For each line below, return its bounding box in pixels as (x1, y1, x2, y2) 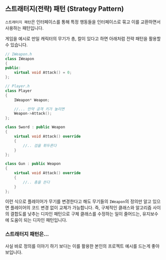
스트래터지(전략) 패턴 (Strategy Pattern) (5, 4, 124, 13)
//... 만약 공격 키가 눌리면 (14, 106, 65, 112)
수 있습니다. (5, 42, 28, 48)
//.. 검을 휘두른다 (23, 143, 57, 148)
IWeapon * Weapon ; (14, 97, 50, 103)
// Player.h (5, 84, 30, 89)
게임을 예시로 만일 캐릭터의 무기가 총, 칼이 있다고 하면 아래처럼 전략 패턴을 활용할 (5, 35, 161, 41)
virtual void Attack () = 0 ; (14, 70, 72, 75)
